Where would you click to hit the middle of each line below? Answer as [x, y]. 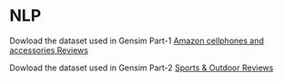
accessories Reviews [49, 50]
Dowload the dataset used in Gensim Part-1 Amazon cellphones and [137, 41]
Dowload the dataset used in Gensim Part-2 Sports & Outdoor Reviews [141, 68]
